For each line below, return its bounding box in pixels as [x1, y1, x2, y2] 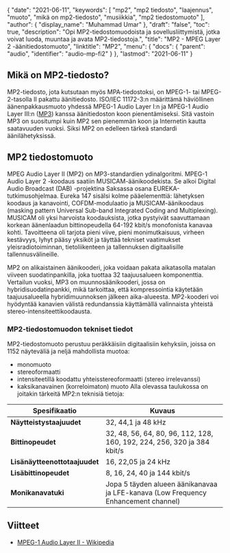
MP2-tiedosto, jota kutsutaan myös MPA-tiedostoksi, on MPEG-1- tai [7, 87, 200, 95]
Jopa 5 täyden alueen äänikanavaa [105, 479, 218, 488]
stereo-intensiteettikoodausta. [7, 307, 92, 315]
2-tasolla [7, 95, 32, 103]
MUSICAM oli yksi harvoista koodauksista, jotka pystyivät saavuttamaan [7, 213, 210, 222]
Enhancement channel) [105, 496, 180, 506]
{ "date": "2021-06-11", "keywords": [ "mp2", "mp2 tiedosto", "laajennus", [7, 6, 214, 14]
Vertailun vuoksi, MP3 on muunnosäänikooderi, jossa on [7, 278, 166, 286]
